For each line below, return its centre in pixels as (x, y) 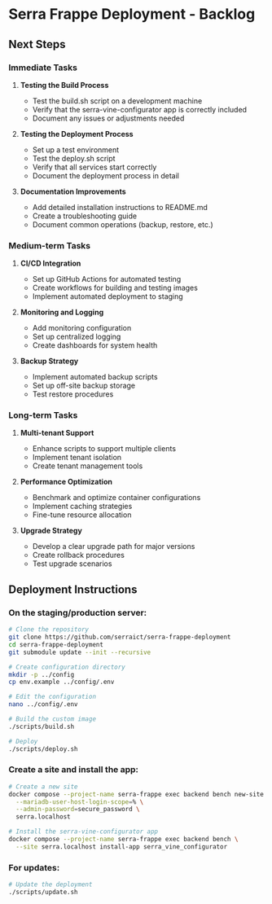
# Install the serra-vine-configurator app (83, 832)
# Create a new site (44, 787)
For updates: (34, 867)
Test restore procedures (73, 394)
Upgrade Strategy (51, 531)
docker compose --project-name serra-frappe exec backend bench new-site (136, 794)
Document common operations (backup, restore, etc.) (123, 224)
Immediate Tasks (43, 68)
